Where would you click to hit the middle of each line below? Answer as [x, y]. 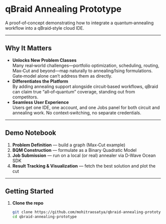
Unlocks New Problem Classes [44, 60]
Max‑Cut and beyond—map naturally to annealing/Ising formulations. [83, 71]
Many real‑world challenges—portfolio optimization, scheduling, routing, [86, 65]
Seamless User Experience [41, 102]
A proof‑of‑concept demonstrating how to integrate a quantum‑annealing [80, 23]
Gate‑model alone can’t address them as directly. [62, 76]
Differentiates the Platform [40, 81]
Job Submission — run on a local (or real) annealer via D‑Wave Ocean [84, 155]
